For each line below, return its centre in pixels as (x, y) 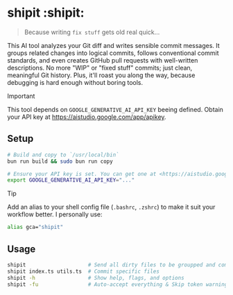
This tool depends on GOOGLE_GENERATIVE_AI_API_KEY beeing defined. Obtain (115, 109)
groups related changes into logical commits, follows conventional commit (113, 53)
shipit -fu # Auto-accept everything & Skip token (105, 284)
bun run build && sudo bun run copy (60, 161)
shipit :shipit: (46, 13)
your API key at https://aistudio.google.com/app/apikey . (87, 117)
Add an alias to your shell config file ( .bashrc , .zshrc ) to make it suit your (111, 207)
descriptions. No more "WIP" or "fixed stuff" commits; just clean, (100, 67)
